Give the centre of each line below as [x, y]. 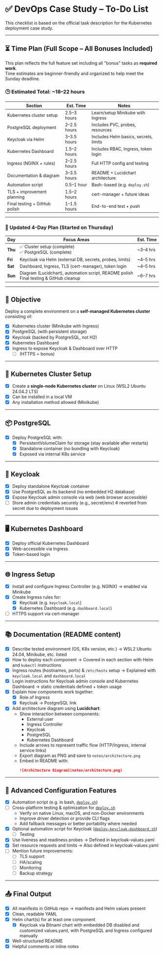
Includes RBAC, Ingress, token [122, 149]
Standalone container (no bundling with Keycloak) [70, 448]
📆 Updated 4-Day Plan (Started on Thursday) [59, 227]
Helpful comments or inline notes [45, 946]
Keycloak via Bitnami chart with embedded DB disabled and [79, 925]
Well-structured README [37, 941]
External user [40, 719]
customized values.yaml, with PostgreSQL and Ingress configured [86, 930]
